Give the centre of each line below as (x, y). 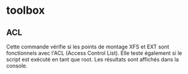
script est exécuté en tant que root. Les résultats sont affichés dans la (92, 59)
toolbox (26, 10)
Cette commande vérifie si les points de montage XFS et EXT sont (88, 47)
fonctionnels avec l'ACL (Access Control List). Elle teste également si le (94, 53)
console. (17, 66)
